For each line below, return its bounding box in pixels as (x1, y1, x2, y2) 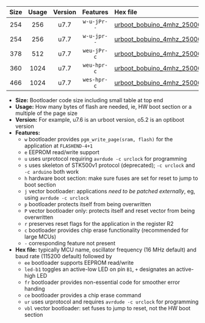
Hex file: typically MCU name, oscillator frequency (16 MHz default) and (15, 246, 197, 253)
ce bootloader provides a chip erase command (24, 292, 142, 299)
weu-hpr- (82, 62, 108, 69)
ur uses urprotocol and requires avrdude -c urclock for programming (24, 298, 199, 305)
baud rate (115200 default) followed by (15, 253, 112, 259)
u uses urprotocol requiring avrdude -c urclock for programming (24, 155, 187, 162)
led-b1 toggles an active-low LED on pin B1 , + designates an (24, 265, 175, 273)
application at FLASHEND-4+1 (24, 142, 93, 149)
